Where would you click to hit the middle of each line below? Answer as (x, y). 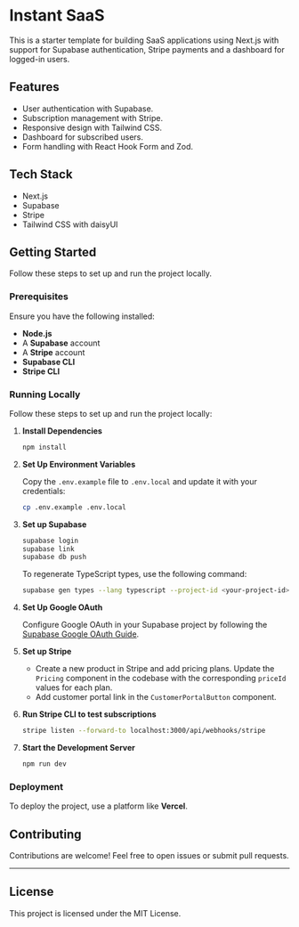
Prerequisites (39, 297)
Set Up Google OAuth (62, 607)
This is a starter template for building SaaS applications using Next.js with (144, 40)
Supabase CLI (48, 362)
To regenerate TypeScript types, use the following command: (134, 574)
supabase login (50, 541)
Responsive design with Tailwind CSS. (92, 127)
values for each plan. (74, 687)
